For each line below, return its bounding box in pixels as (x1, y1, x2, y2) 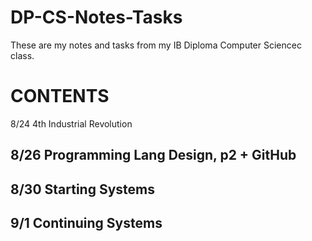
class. (10, 49, 35, 61)
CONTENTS (10, 85, 110, 108)
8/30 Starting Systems (10, 181, 155, 198)
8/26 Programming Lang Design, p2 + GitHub (10, 147, 297, 164)
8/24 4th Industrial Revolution (10, 117, 133, 130)
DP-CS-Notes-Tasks (10, 6, 183, 29)
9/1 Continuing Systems (10, 215, 163, 232)
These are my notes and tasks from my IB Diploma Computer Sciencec (10, 39, 302, 51)
